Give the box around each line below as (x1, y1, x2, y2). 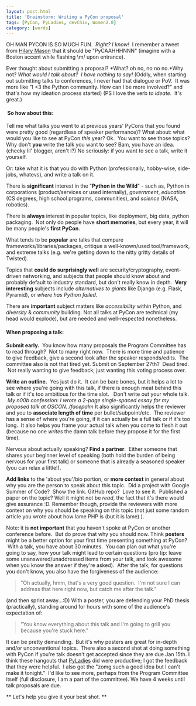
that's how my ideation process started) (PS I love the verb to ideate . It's (6, 90, 183, 97)
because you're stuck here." (20, 627, 89, 634)
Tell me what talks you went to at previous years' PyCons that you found (6, 123, 180, 130)
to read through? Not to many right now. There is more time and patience (6, 348, 185, 355)
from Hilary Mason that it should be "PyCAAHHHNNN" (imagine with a (6, 47, 176, 55)
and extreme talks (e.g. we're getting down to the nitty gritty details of (6, 249, 175, 256)
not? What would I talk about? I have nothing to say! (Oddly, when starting (6, 71, 187, 78)
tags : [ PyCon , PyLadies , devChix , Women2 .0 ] (6, 19, 116, 25)
